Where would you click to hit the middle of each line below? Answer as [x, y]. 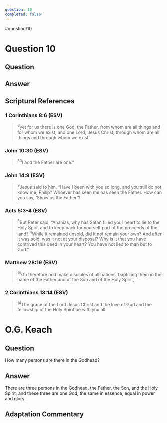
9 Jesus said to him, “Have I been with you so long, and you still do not [89, 187]
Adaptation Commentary [44, 414]
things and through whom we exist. [53, 137]
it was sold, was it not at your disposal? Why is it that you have [82, 239]
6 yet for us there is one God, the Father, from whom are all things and [89, 127]
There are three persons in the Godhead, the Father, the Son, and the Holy [82, 388]
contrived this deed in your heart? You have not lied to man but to [85, 244]
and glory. [15, 399]
